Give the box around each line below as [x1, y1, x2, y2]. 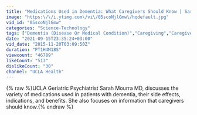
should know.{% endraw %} [6, 103, 74, 110]
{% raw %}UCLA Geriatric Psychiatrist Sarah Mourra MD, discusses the [6, 84, 179, 92]
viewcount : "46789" [6, 52, 54, 58]
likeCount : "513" [6, 58, 49, 63]
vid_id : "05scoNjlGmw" [6, 19, 62, 25]
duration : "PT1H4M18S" [6, 47, 62, 53]
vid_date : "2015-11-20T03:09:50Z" [6, 42, 91, 48]
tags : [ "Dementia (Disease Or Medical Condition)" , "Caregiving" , [6, 31, 169, 36]
